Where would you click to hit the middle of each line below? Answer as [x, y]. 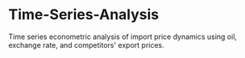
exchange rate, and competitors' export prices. [87, 44]
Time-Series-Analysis [84, 15]
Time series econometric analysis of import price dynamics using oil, [123, 37]
